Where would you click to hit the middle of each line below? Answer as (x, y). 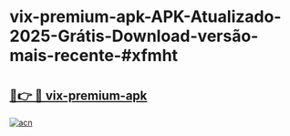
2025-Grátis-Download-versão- (134, 36)
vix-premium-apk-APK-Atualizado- (145, 17)
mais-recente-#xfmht (94, 56)
